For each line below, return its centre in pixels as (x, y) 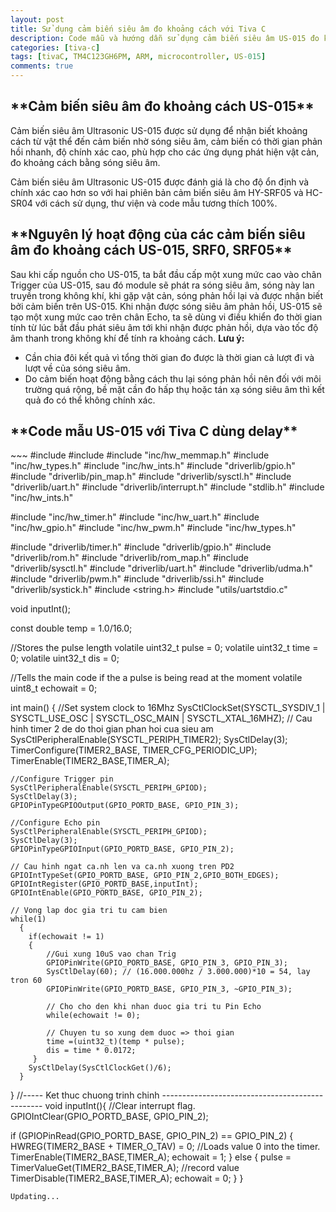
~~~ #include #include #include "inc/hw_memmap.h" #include (140, 455)
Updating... (35, 1197)
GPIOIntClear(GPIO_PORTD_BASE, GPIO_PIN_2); (109, 1117)
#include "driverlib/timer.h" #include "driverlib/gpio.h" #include (141, 547)
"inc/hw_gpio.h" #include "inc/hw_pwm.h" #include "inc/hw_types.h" (153, 528)
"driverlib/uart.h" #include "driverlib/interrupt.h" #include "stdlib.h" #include (167, 487)
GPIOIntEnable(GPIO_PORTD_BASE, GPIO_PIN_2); (106, 893)
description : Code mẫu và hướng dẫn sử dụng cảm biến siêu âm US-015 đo (165, 38)
